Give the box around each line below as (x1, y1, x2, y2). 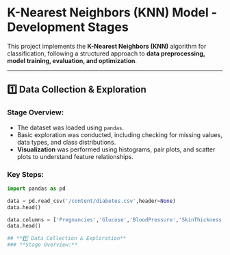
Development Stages (7, 19, 129, 35)
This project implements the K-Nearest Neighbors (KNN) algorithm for (7, 42, 207, 50)
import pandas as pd (7, 185, 66, 192)
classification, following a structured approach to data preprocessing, (7, 49, 205, 58)
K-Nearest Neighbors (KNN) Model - (7, 5, 218, 21)
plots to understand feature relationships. (16, 152, 134, 160)
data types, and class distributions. (16, 138, 116, 146)
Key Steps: (7, 169, 44, 179)
